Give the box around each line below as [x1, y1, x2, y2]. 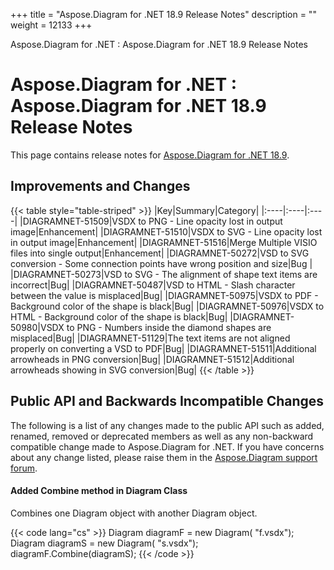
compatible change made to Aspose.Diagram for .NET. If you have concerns [10, 440, 325, 453]
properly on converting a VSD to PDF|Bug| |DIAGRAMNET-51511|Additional [10, 342, 317, 354]
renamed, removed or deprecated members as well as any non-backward [10, 430, 314, 442]
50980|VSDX [10, 321, 65, 333]
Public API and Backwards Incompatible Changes [10, 393, 325, 410]
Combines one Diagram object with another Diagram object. [10, 507, 258, 519]
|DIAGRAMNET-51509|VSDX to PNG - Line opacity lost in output [19, 215, 283, 227]
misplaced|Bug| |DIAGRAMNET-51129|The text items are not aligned [10, 332, 291, 344]
